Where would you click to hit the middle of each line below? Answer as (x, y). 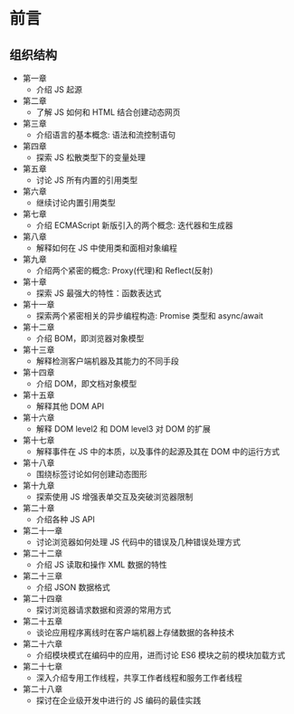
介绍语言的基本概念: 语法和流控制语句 (106, 135)
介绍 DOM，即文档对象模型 (86, 384)
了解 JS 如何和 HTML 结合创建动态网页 (108, 112)
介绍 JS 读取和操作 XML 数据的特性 (101, 565)
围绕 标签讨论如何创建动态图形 (91, 474)
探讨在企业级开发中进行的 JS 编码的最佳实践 (119, 700)
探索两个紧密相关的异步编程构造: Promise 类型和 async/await (150, 316)
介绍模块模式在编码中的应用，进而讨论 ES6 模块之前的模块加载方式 (161, 655)
